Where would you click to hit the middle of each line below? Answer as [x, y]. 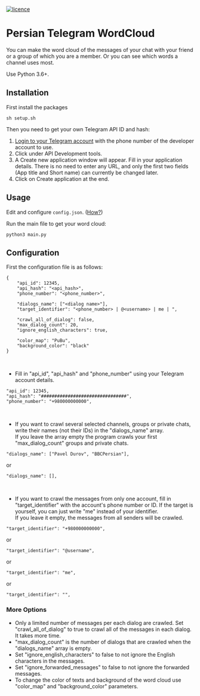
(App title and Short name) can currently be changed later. [87, 173]
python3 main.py [26, 235]
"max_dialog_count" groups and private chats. [72, 443]
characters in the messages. [50, 661]
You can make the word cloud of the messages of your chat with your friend [100, 50]
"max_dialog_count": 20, [48, 325]
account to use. [34, 147]
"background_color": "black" [53, 346]
